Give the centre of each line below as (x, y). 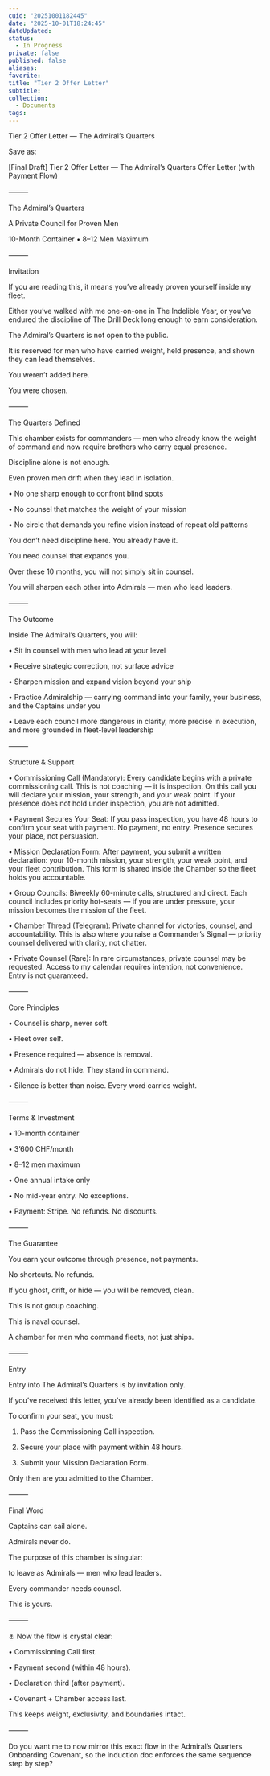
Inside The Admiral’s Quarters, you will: (73, 635)
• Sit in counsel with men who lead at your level (87, 650)
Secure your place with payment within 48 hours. (101, 1447)
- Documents (36, 105)
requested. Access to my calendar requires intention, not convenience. (126, 967)
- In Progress (39, 46)
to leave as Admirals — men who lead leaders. (85, 1573)
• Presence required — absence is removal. (80, 1054)
